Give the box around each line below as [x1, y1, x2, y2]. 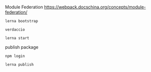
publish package [5, 44, 39, 50]
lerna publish [5, 62, 34, 67]
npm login [5, 54, 25, 58]
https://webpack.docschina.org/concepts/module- [43, 4, 146, 10]
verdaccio [5, 27, 25, 32]
